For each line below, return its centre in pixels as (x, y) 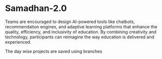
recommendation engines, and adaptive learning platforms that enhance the (81, 26)
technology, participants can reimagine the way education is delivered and (80, 37)
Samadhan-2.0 (36, 8)
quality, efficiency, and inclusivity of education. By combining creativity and (81, 32)
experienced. (18, 42)
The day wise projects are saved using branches (54, 51)
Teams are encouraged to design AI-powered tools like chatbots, (70, 22)
